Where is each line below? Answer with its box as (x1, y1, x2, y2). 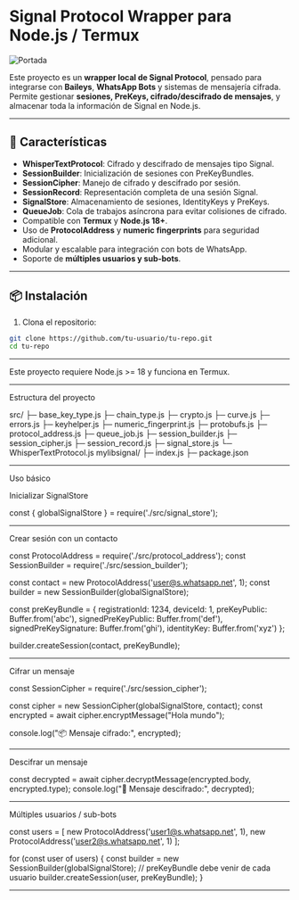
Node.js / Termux (9, 25, 140, 45)
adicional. (21, 234, 58, 244)
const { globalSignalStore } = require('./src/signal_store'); (9, 508, 218, 518)
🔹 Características (9, 135, 108, 150)
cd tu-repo (9, 342, 50, 351)
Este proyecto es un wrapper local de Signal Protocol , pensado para (9, 71, 263, 82)
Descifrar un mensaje (9, 756, 88, 768)
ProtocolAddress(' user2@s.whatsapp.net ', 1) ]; (9, 836, 181, 846)
